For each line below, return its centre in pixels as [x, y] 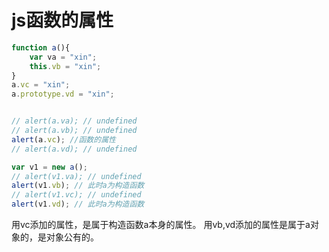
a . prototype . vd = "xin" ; [63, 94]
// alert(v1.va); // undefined [76, 176]
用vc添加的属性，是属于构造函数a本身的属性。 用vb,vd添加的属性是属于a [161, 225]
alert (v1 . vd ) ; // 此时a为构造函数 [78, 204]
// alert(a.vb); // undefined [74, 131]
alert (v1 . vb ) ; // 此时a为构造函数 [78, 186]
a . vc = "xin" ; [41, 85]
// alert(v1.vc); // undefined [76, 195]
